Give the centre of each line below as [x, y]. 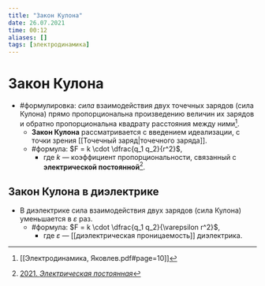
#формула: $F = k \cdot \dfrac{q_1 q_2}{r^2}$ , [107, 149]
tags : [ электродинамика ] [49, 45]
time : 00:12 [28, 30]
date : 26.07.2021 [37, 23]
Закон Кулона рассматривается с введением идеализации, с [136, 132]
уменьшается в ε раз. [56, 219]
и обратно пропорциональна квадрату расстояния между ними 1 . [129, 123]
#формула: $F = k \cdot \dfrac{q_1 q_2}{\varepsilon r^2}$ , [126, 227]
